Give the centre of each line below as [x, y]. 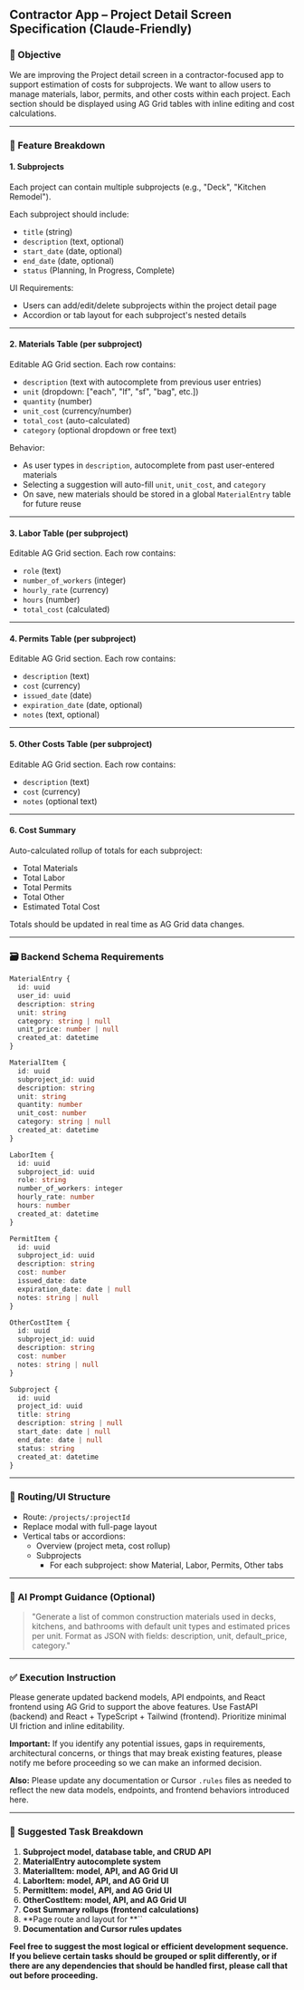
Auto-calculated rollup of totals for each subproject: [106, 850]
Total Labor [43, 878]
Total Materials [50, 868]
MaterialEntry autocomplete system [91, 1861]
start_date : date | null [64, 1432]
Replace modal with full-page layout [90, 1526]
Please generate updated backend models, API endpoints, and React [138, 1697]
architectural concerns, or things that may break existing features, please [146, 1753]
